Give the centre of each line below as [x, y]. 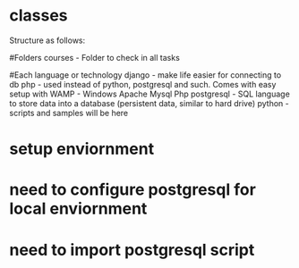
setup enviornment [82, 149]
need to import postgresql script [132, 250]
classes [39, 16]
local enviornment [78, 209]
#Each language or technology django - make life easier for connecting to [145, 75]
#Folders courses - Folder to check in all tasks [95, 57]
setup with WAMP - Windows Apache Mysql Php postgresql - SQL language [150, 94]
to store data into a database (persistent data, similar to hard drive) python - [149, 103]
